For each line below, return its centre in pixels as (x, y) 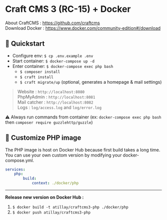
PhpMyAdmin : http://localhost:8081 (56, 97)
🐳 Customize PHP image (43, 138)
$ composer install (40, 72)
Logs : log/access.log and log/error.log (59, 107)
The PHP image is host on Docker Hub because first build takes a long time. (83, 150)
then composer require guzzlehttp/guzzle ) (49, 122)
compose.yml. (20, 160)
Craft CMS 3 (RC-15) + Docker (68, 9)
